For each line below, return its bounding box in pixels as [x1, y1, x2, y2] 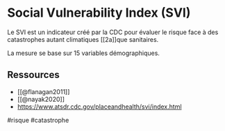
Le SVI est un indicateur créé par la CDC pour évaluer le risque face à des [7, 28, 219, 36]
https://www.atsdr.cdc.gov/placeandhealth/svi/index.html [17, 102, 182, 111]
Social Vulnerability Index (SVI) [7, 5, 191, 21]
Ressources [7, 69, 60, 81]
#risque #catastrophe [7, 116, 69, 124]
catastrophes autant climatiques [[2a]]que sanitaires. [7, 35, 159, 43]
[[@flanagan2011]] [17, 87, 70, 95]
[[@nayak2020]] [17, 95, 65, 103]
